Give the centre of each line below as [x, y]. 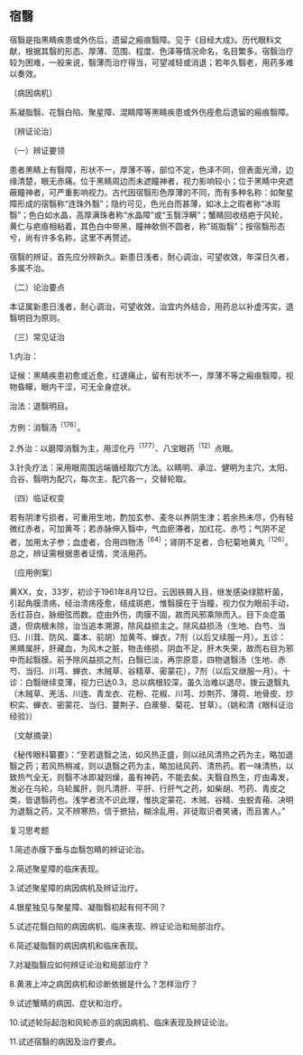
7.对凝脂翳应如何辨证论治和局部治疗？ [80, 965]
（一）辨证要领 [37, 150]
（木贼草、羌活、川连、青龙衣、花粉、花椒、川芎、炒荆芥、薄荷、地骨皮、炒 [151, 693]
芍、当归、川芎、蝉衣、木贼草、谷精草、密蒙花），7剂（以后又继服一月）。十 [150, 671]
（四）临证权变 [37, 498]
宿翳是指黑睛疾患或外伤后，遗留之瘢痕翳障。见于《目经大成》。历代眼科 [142, 40]
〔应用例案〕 [33, 572]
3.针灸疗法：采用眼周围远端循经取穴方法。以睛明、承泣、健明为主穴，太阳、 [151, 467]
